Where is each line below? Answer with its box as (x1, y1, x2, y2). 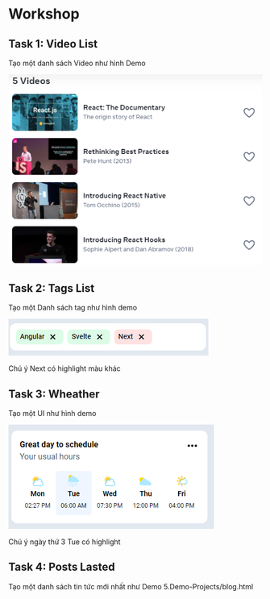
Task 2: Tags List (8, 281, 95, 295)
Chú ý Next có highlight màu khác (8, 364, 121, 373)
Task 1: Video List (8, 37, 98, 51)
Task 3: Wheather (8, 387, 100, 401)
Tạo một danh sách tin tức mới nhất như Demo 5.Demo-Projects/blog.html (8, 581, 254, 591)
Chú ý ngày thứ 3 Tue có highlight (8, 537, 121, 547)
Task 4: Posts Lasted (8, 560, 115, 574)
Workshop (8, 5, 80, 23)
